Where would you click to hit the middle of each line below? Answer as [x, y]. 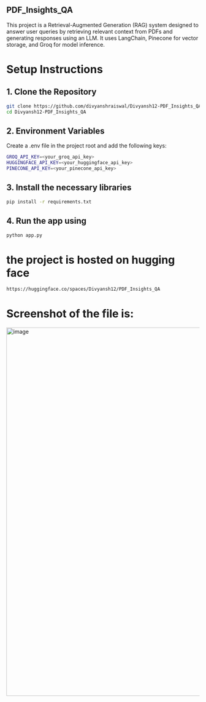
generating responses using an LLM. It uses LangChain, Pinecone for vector [102, 38]
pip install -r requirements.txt [49, 202]
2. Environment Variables [56, 131]
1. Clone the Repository [51, 92]
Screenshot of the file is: [70, 314]
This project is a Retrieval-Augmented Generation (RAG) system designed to [103, 25]
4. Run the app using [47, 221]
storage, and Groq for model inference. [56, 44]
